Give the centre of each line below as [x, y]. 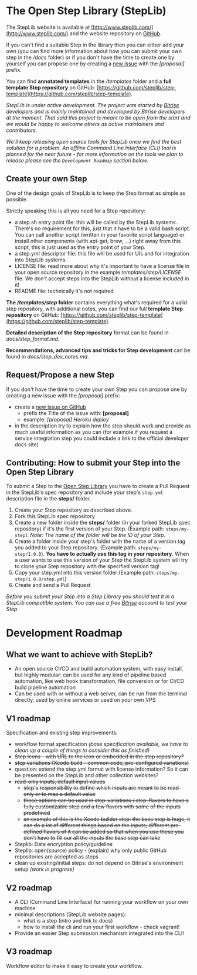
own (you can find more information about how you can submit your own [94, 51]
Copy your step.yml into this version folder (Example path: [85, 573]
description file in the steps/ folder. [49, 499]
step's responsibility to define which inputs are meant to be [95, 788]
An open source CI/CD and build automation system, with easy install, [99, 669]
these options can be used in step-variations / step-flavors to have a [106, 800]
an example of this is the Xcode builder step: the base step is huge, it [107, 819]
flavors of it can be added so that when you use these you [113, 832]
